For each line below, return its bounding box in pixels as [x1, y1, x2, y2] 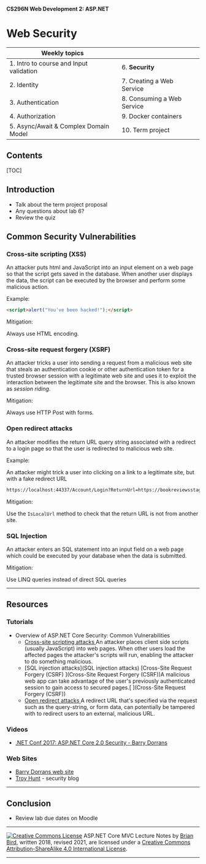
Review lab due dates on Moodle [15, 814, 98, 822]
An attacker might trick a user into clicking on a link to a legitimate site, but [6, 468, 195, 476]
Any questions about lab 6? [15, 207, 85, 214]
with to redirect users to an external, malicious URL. [24, 710, 155, 717]
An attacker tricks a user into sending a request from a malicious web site [6, 359, 192, 366]
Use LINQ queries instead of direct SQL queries [6, 575, 127, 583]
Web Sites [6, 754, 37, 762]
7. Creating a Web [121, 77, 174, 85]
